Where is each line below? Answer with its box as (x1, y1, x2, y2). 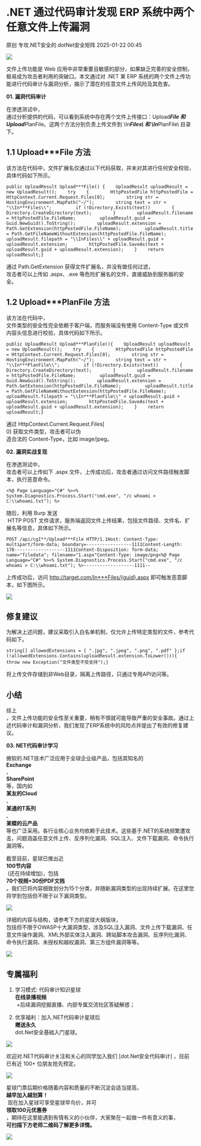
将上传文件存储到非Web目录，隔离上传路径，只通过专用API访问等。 (6, 670, 172, 678)
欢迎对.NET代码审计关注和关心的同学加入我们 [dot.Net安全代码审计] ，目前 (6, 1053, 190, 1059)
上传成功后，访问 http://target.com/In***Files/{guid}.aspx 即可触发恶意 (6, 574, 183, 581)
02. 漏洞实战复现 (6, 448, 48, 455)
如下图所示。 (16, 581, 48, 588)
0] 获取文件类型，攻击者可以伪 (6, 428, 81, 435)
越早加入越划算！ (6, 1092, 48, 1098)
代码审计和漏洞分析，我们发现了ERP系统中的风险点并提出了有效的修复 (11, 722, 184, 729)
